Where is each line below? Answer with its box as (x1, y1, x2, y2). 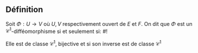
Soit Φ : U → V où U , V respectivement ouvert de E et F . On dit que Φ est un (5, 20, 193, 27)
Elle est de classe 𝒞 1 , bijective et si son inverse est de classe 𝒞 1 (5, 39, 162, 48)
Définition (5, 5, 43, 15)
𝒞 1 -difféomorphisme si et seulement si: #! (5, 26, 108, 35)
